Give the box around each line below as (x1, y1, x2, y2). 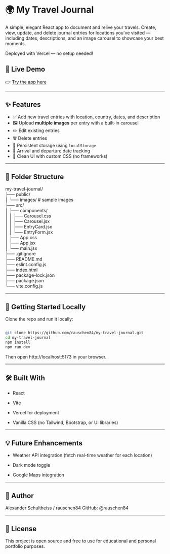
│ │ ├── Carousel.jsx (5, 218, 50, 224)
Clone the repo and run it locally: (5, 316, 73, 322)
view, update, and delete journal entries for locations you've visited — (5, 29, 151, 36)
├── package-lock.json (5, 272, 55, 278)
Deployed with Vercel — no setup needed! (5, 50, 94, 56)
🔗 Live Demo (5, 65, 46, 74)
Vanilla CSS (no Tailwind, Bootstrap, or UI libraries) (12, 419, 118, 426)
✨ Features (5, 100, 41, 109)
